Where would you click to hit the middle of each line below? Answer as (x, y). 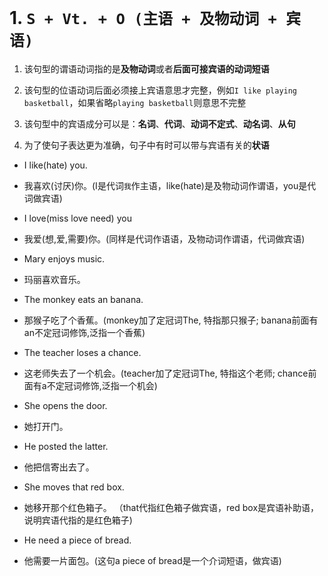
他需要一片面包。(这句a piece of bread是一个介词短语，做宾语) (152, 560)
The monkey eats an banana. (83, 299)
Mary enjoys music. (64, 258)
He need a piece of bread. (77, 540)
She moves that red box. (74, 487)
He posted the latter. (66, 446)
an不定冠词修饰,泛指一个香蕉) (84, 332)
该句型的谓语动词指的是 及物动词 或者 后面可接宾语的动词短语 (146, 68)
